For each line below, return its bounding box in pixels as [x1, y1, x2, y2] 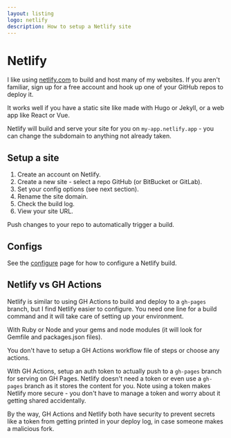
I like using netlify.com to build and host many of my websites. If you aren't [7, 75, 221, 84]
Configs [7, 240, 43, 253]
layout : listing [7, 10, 54, 17]
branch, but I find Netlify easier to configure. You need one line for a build [7, 304, 217, 313]
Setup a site [7, 152, 59, 163]
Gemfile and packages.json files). [7, 333, 102, 341]
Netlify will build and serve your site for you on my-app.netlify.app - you [7, 125, 214, 133]
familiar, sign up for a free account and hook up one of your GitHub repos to [7, 83, 223, 91]
